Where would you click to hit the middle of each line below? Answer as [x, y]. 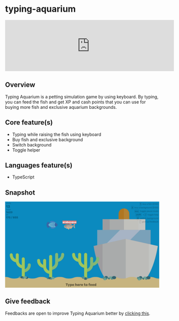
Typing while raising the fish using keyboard [57, 134]
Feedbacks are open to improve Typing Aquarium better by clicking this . [78, 313]
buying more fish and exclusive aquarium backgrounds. [61, 107]
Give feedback [28, 302]
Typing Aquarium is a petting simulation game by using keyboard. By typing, [82, 97]
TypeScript [23, 177]
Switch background [32, 145]
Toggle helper [26, 150]
